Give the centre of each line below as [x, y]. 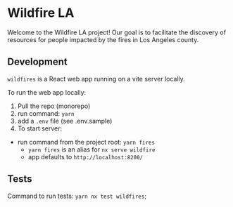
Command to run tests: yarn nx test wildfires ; [77, 196]
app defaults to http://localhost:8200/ [86, 156]
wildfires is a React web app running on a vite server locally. [96, 79]
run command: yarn [46, 113]
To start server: [40, 128]
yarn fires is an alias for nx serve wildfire [92, 149]
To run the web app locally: [47, 92]
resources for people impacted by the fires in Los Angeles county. [103, 39]
